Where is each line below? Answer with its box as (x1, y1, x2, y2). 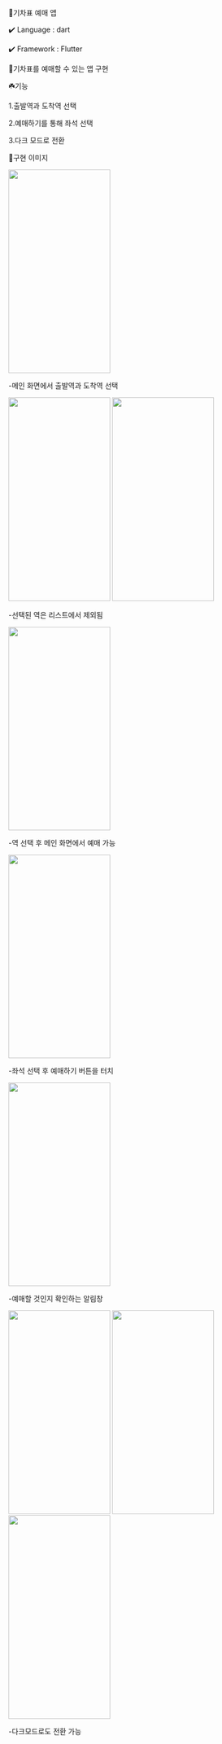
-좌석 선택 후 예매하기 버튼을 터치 (8, 1066, 114, 1075)
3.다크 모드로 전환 (8, 136, 65, 145)
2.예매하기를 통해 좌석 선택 (8, 118, 94, 128)
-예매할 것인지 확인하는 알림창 (8, 1294, 103, 1303)
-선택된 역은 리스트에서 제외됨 (8, 610, 103, 619)
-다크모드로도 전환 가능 (8, 1727, 82, 1736)
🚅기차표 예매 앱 (8, 8, 57, 17)
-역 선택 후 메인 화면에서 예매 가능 (8, 838, 116, 847)
